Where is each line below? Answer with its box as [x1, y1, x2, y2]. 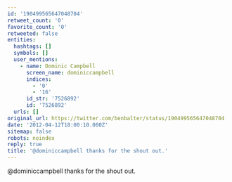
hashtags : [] [13, 43, 52, 50]
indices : [25, 75, 52, 83]
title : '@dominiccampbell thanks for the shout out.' [7, 148, 169, 155]
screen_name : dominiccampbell [25, 69, 115, 76]
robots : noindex [7, 134, 55, 141]
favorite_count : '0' [7, 23, 68, 30]
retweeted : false [7, 30, 58, 37]
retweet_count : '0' [7, 17, 65, 24]
